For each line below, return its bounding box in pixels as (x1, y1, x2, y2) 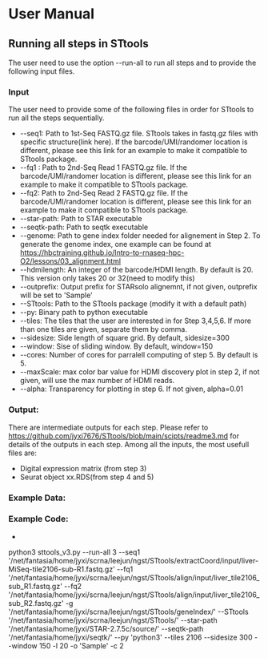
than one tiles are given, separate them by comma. (19, 325, 188, 334)
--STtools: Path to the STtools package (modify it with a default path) (19, 299, 247, 309)
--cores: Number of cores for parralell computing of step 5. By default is (19, 350, 258, 360)
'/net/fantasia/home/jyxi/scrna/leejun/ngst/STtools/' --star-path (8, 615, 218, 625)
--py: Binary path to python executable (19, 308, 149, 317)
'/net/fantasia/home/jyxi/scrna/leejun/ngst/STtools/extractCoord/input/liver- (8, 555, 258, 565)
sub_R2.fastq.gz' (8, 598, 64, 608)
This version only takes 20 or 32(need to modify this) (19, 273, 195, 283)
